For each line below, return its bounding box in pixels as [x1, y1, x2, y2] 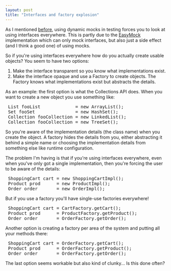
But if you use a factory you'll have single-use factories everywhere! [5, 195, 149, 202]
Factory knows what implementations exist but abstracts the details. [12, 79, 156, 85]
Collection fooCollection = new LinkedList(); [8, 114, 127, 120]
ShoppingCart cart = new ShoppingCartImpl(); [8, 176, 124, 181]
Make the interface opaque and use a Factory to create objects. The [12, 73, 156, 79]
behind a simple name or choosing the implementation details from [5, 139, 146, 145]
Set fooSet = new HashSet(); [8, 109, 119, 115]
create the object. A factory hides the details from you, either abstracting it [5, 134, 162, 140]
